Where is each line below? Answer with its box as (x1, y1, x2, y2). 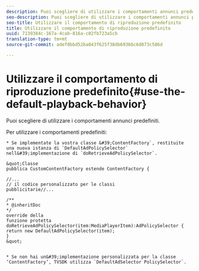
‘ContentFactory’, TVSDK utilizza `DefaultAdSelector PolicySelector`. (6, 259, 187, 265)
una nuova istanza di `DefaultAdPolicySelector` (6, 145, 129, 151)
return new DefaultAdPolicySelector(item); (6, 228, 115, 234)
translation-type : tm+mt (6, 36, 68, 42)
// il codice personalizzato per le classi (6, 181, 115, 187)
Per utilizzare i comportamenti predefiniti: (6, 128, 108, 135)
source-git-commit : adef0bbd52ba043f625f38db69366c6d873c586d (6, 42, 163, 48)
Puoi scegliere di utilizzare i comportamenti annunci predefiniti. (6, 117, 161, 124)
